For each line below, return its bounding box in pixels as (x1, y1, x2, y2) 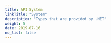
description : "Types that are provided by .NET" (5, 16, 107, 21)
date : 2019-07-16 (5, 26, 41, 31)
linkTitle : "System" (5, 12, 48, 17)
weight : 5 (5, 21, 26, 26)
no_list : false (5, 30, 36, 35)
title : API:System (5, 7, 43, 12)
